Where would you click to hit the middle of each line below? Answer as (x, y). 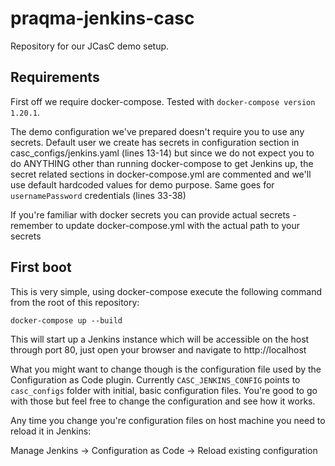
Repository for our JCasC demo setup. (90, 46)
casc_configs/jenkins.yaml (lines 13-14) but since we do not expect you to (162, 153)
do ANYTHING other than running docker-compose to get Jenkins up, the (162, 163)
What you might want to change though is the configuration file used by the (166, 369)
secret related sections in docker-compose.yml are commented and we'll (161, 174)
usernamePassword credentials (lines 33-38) (98, 195)
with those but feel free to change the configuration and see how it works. (163, 401)
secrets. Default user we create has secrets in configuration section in (155, 142)
